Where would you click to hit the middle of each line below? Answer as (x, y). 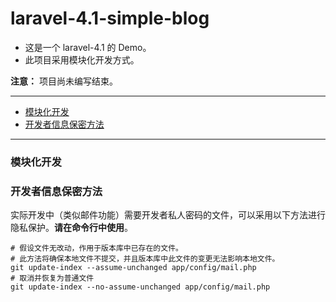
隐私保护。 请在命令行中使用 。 (71, 228)
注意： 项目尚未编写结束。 (64, 81)
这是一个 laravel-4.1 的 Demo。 (88, 47)
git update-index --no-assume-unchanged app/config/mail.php (140, 287)
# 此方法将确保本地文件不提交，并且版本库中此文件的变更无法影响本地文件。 (145, 259)
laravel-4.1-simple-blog (110, 18)
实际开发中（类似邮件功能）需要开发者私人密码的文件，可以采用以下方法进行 (168, 215)
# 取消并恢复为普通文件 (52, 278)
